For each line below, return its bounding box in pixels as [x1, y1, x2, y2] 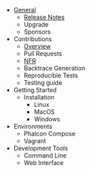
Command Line [23, 151, 67, 160]
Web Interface [23, 159, 64, 167]
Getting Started [13, 86, 57, 94]
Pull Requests [23, 49, 63, 58]
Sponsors [23, 27, 51, 36]
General [13, 6, 36, 14]
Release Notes [23, 13, 65, 21]
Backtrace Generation [23, 64, 85, 72]
